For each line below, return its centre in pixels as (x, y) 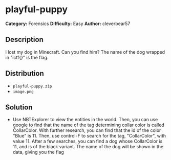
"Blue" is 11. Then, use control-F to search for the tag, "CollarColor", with (89, 136)
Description (24, 40)
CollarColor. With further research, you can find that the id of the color (87, 130)
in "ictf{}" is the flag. (27, 57)
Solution (19, 107)
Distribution (25, 73)
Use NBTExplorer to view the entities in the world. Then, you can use (85, 120)
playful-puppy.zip (32, 86)
